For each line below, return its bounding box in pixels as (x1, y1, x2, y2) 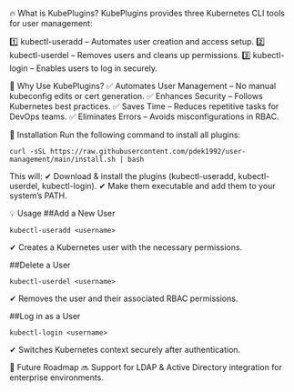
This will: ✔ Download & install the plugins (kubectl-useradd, (9, 171, 237, 181)
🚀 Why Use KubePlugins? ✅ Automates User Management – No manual (9, 81, 277, 91)
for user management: (9, 18, 93, 28)
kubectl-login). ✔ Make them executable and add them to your (41, 181, 276, 191)
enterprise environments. (9, 372, 105, 383)
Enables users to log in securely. (35, 63, 157, 74)
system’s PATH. (9, 190, 68, 201)
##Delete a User (9, 259, 71, 270)
